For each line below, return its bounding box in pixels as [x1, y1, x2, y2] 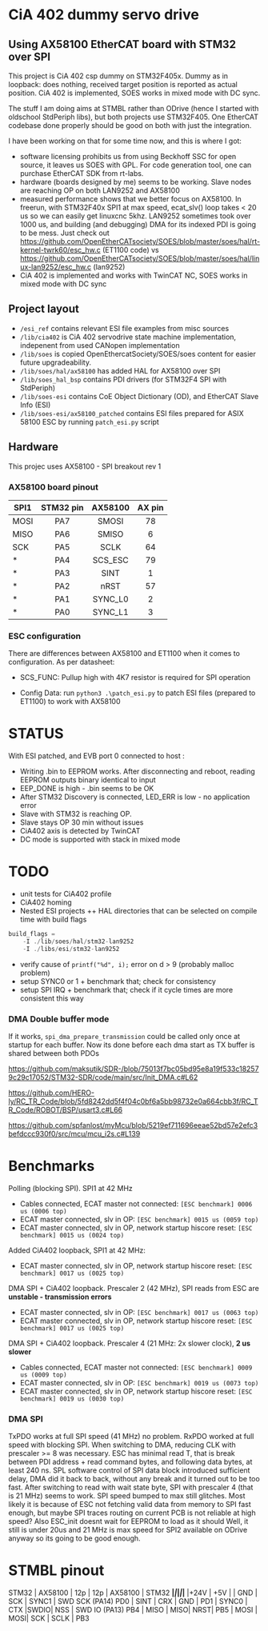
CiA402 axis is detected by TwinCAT [19, 826, 141, 836]
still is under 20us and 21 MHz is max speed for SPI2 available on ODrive [8, 1525, 248, 1535]
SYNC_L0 [92, 594, 130, 605]
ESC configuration [8, 630, 82, 642]
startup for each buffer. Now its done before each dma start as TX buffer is [8, 1040, 255, 1049]
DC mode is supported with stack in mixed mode [19, 834, 181, 845]
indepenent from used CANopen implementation [19, 340, 180, 350]
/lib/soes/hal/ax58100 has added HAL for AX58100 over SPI [19, 366, 221, 375]
